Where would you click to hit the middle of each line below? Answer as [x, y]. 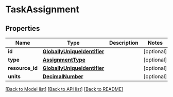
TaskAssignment [42, 9]
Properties [23, 28]
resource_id [23, 68]
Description [124, 43]
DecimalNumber [63, 76]
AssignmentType [64, 60]
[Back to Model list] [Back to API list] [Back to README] [64, 89]
